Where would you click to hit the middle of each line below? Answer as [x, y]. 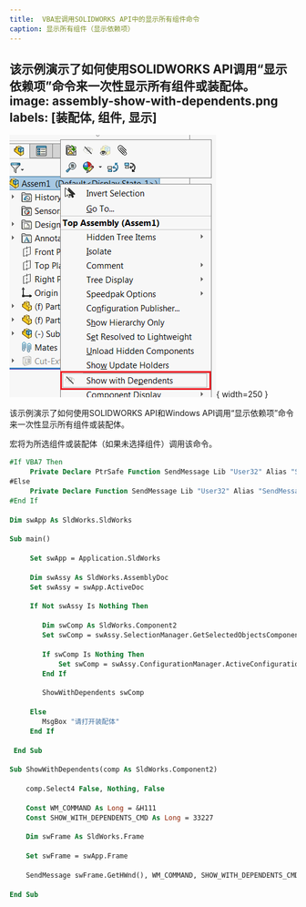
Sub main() [30, 539]
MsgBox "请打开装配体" [81, 721]
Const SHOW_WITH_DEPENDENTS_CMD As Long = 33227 [120, 818]
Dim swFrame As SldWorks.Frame [85, 837]
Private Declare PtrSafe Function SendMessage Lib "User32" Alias [158, 472]
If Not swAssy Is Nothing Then [89, 606]
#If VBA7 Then [36, 463]
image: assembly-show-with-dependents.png [144, 101]
